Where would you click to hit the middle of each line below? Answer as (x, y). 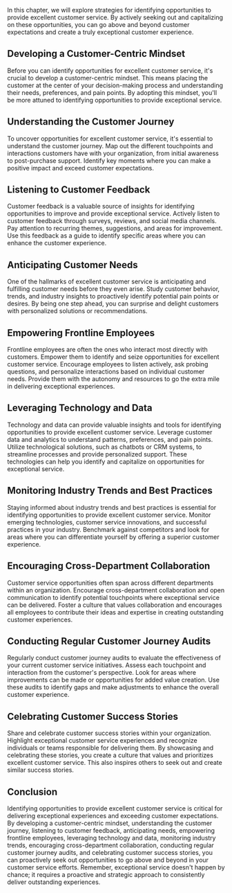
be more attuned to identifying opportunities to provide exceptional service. (115, 100)
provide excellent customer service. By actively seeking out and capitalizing (115, 17)
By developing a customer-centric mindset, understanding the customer (110, 823)
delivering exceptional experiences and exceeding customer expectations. (113, 815)
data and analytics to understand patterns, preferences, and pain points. (110, 439)
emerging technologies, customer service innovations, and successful (107, 522)
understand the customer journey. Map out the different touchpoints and (110, 145)
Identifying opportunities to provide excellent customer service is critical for (115, 808)
